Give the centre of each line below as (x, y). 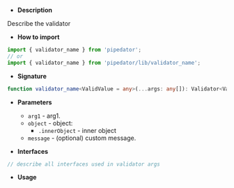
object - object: (50, 123)
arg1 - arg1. (44, 116)
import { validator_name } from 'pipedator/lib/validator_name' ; (104, 63)
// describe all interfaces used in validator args (84, 164)
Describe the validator (39, 23)
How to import (38, 37)
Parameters (34, 102)
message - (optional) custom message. (82, 138)
